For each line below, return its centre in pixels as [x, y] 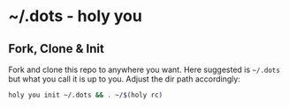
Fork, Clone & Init [57, 49]
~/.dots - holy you [75, 16]
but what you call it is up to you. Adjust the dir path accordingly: [124, 79]
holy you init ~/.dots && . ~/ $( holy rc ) [86, 95]
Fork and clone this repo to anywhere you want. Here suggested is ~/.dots [144, 69]
